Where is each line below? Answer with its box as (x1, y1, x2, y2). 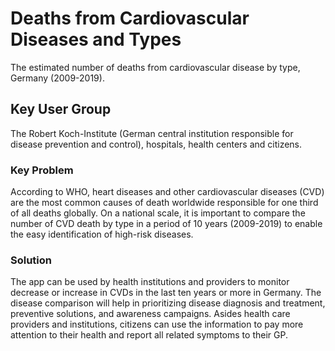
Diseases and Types (10, 28, 182, 51)
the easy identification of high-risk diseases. (10, 228, 194, 241)
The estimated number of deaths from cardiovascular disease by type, (10, 61, 301, 73)
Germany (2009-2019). (10, 72, 105, 84)
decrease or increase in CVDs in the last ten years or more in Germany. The (10, 287, 322, 299)
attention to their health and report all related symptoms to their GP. (10, 329, 288, 341)
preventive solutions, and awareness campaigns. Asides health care (10, 308, 291, 320)
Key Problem (10, 163, 74, 177)
